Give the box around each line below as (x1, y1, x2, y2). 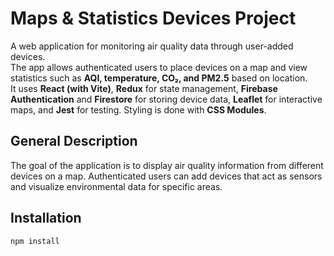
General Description (10, 133, 138, 150)
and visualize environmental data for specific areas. (10, 180, 223, 192)
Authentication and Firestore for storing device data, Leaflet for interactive (10, 93, 323, 105)
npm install (10, 236, 60, 246)
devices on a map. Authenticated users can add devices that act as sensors (10, 170, 323, 182)
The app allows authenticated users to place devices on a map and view (10, 61, 308, 73)
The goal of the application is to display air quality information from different (10, 159, 324, 171)
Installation (10, 210, 82, 227)
